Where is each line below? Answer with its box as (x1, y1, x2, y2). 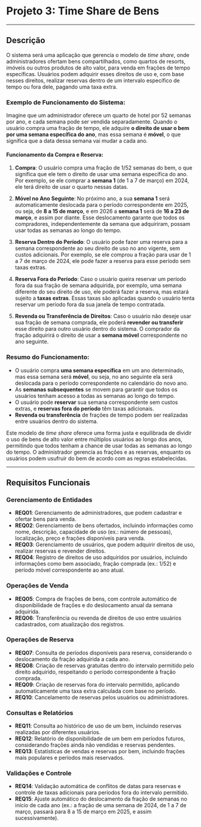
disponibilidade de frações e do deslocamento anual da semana (14, 601, 173, 609)
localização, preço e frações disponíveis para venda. (14, 535, 145, 542)
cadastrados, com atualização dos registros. (14, 620, 124, 627)
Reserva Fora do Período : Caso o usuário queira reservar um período (14, 276, 187, 283)
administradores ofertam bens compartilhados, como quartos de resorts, (6, 58, 186, 65)
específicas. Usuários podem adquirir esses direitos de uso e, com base (6, 70, 184, 77)
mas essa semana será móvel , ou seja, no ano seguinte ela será (14, 373, 173, 380)
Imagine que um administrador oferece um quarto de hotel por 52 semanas (6, 112, 191, 119)
